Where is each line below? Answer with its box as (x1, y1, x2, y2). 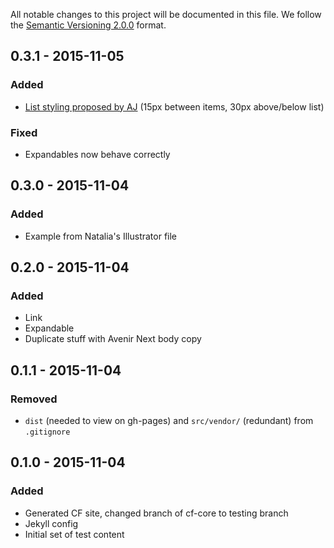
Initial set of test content (24, 528, 125, 540)
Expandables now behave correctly (24, 148, 171, 160)
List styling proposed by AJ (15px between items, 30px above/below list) (24, 100, 325, 113)
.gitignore (24, 427, 71, 438)
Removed (10, 392, 58, 406)
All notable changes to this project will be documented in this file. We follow (10, 9, 322, 20)
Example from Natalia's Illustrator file (24, 230, 178, 242)
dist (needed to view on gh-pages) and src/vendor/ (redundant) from (24, 415, 314, 427)
